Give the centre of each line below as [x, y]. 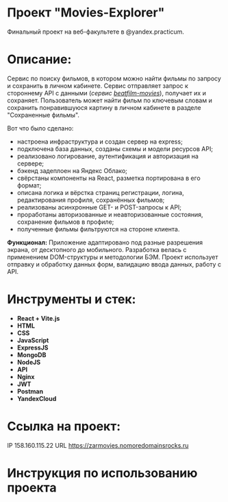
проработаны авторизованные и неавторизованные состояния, [110, 214]
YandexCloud [37, 398]
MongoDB [31, 354]
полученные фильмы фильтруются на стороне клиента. [98, 229]
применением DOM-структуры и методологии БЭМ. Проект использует [113, 257]
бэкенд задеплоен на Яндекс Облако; [72, 170]
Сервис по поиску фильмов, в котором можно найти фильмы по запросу [114, 78]
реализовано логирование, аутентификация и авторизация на [107, 156]
